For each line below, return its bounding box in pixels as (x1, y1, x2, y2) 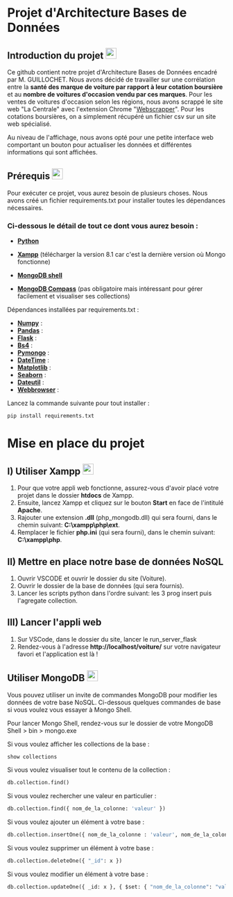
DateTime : (17, 356, 50, 365)
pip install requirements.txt (7, 413, 95, 420)
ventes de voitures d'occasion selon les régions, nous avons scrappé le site (7, 97, 223, 106)
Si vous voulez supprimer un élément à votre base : (7, 844, 154, 852)
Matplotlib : (17, 363, 51, 372)
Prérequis (7, 170, 51, 182)
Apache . (17, 506, 43, 514)
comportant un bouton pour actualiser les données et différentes (7, 141, 192, 149)
